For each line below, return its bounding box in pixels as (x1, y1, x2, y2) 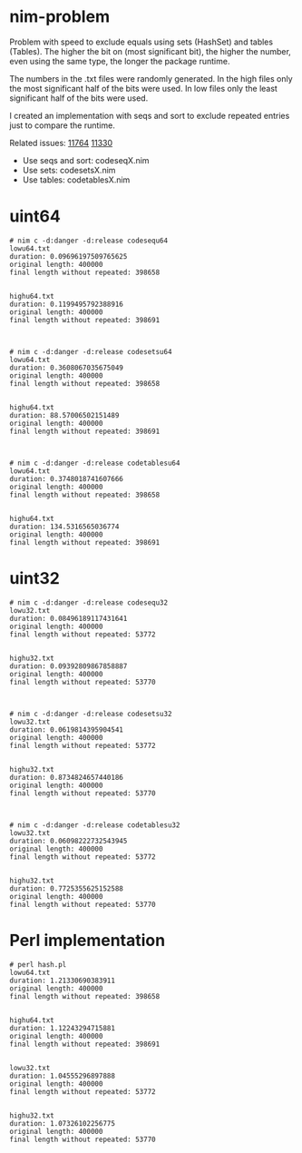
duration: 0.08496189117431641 (9, 614, 128, 623)
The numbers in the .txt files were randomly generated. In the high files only (9, 73, 293, 84)
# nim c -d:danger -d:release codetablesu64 (9, 458, 180, 468)
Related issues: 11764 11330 (9, 137, 113, 148)
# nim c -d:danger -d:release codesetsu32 (9, 709, 172, 718)
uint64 (9, 206, 61, 227)
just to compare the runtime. (9, 120, 115, 131)
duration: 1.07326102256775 (9, 1119, 116, 1128)
